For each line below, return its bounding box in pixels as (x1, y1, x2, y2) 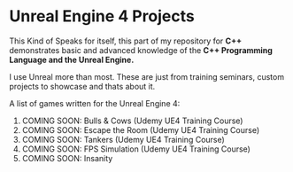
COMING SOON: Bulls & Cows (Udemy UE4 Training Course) (21, 115, 243, 126)
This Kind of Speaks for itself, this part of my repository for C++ (9, 35, 242, 46)
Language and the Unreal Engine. (9, 54, 135, 65)
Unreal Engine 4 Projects (9, 6, 195, 27)
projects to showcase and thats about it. (9, 81, 156, 91)
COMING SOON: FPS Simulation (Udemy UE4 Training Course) (21, 144, 251, 154)
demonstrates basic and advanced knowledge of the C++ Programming (9, 44, 273, 55)
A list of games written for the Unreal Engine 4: (9, 98, 181, 108)
